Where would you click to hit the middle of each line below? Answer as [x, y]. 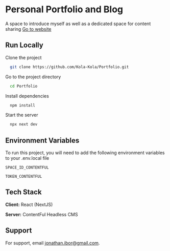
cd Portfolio [24, 86]
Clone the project [23, 57]
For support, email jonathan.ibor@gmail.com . [53, 243]
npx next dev [24, 124]
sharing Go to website [29, 29]
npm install [23, 105]
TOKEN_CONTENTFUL [24, 177]
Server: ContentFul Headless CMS [42, 214]
